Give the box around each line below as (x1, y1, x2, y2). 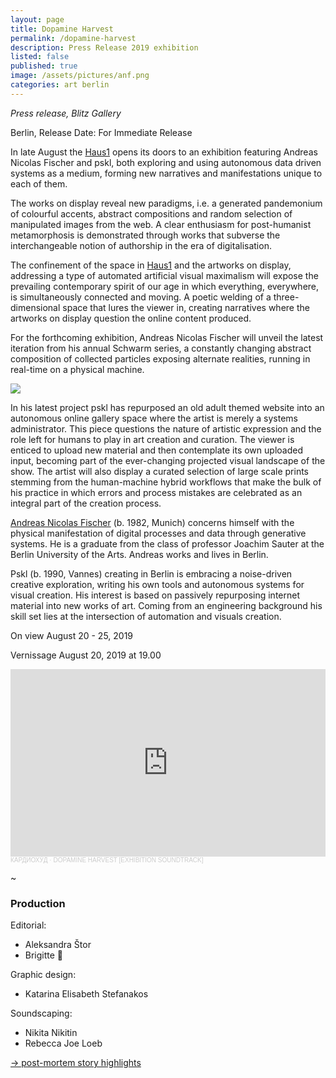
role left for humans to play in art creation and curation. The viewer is (10, 433, 295, 445)
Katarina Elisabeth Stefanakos (24, 988, 149, 1000)
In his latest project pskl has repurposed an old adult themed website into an (10, 401, 325, 413)
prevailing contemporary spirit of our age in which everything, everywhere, (10, 280, 320, 292)
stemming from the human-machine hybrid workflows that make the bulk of (10, 476, 322, 488)
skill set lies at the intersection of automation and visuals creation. (10, 610, 282, 622)
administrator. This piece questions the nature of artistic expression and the (10, 422, 322, 435)
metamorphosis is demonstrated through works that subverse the (10, 229, 281, 241)
